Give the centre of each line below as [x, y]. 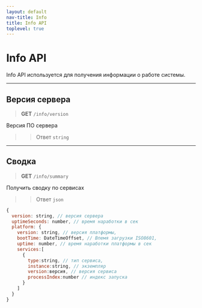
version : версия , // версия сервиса [72, 272]
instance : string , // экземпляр [67, 266]
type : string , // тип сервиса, [66, 261]
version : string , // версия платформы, [67, 233]
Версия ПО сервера [32, 125]
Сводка [21, 162]
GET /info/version [45, 114]
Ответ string [52, 137]
